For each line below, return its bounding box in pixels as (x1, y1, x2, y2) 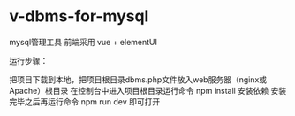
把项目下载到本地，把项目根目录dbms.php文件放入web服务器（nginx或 (9, 73, 268, 85)
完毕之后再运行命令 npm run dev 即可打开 (9, 96, 161, 107)
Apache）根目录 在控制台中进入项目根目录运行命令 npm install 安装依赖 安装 (9, 85, 287, 96)
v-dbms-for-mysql (9, 6, 149, 27)
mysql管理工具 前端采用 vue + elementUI (9, 36, 157, 47)
